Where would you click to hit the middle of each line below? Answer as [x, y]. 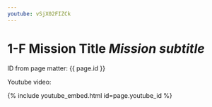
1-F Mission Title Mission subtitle [106, 48]
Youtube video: [29, 82]
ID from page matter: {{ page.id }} [57, 68]
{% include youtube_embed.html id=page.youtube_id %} [90, 95]
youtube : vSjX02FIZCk [39, 14]
